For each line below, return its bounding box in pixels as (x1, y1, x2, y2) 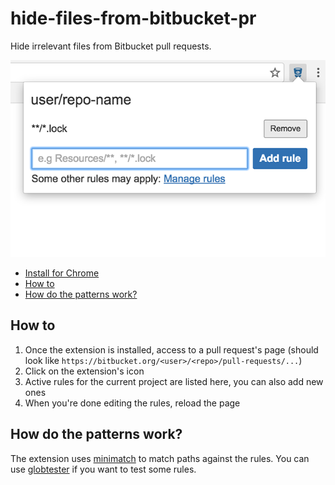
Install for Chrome (24, 267, 100, 279)
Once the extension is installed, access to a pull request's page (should (24, 343, 319, 356)
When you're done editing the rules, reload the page (24, 397, 241, 409)
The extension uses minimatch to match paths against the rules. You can (10, 452, 310, 464)
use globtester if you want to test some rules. (10, 463, 197, 475)
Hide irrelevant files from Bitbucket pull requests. (10, 40, 212, 52)
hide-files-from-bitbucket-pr (10, 7, 257, 30)
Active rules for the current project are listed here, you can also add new (24, 375, 324, 387)
